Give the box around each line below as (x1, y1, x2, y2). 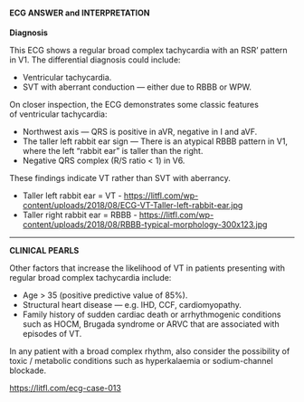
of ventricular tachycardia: (9, 109, 108, 120)
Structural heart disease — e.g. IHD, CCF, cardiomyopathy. (22, 300, 242, 311)
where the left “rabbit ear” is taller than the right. (22, 146, 204, 157)
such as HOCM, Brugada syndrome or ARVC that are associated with (22, 319, 280, 330)
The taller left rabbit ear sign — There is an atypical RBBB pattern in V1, (22, 136, 288, 147)
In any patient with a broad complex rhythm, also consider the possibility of (9, 346, 290, 357)
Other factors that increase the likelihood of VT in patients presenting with (9, 263, 285, 273)
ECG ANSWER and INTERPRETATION (9, 7, 150, 18)
